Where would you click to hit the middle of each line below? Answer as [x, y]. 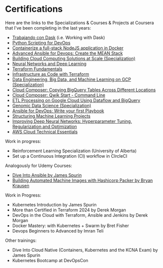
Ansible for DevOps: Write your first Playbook [58, 111]
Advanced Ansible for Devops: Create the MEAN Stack [68, 53]
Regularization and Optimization [44, 126]
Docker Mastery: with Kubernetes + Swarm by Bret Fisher [70, 226]
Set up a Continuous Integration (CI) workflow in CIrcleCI [70, 156]
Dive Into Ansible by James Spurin [47, 175]
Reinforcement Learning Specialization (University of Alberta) [74, 151]
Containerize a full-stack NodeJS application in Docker [68, 48]
